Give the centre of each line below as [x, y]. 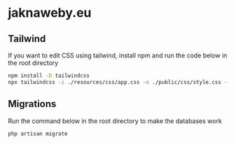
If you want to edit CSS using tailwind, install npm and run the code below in [118, 55]
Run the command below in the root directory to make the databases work [115, 121]
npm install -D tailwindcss [49, 75]
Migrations [32, 104]
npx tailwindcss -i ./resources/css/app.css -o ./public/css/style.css [114, 82]
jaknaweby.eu [50, 13]
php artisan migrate [38, 134]
